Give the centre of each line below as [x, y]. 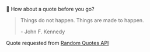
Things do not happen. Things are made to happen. [82, 20]
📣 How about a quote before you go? [50, 9]
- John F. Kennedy [43, 32]
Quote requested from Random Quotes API [57, 43]
